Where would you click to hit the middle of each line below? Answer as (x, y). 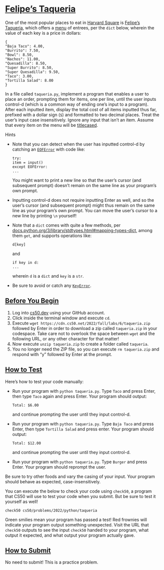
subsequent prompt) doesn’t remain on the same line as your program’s (84, 185)
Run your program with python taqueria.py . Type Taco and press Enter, (84, 391)
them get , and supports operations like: (52, 236)
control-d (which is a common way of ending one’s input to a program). (77, 104)
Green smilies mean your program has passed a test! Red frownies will (76, 520)
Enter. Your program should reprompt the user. (59, 467)
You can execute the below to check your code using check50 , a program (79, 491)
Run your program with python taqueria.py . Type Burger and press (80, 462)
